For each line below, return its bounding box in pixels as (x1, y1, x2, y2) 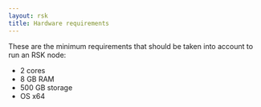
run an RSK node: (8, 50, 67, 60)
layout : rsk (8, 11, 48, 20)
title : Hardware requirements (8, 19, 110, 27)
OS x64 (19, 91, 46, 101)
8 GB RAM (19, 74, 55, 84)
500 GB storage (19, 82, 73, 93)
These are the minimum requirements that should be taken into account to (8, 41, 254, 51)
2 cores (19, 65, 46, 75)
